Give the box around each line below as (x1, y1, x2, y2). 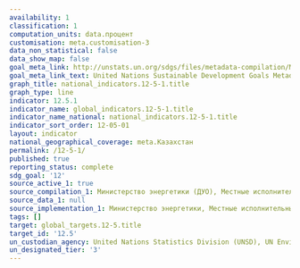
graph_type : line (9, 88, 74, 96)
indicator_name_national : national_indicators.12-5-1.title (9, 113, 238, 121)
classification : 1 (9, 21, 78, 30)
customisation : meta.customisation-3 (9, 38, 150, 47)
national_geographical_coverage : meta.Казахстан (9, 138, 194, 147)
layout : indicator (9, 130, 78, 138)
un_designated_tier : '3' (9, 246, 102, 255)
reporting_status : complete (9, 163, 114, 172)
